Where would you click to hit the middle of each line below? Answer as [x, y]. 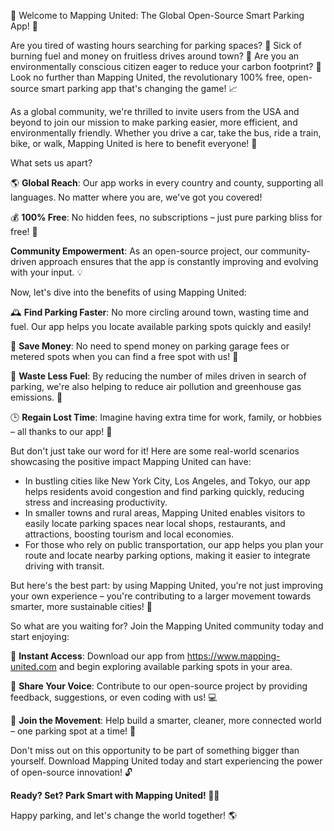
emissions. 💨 [36, 397]
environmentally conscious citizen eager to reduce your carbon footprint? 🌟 [166, 66]
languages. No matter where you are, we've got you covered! [136, 197]
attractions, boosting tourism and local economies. [129, 534]
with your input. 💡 [46, 272]
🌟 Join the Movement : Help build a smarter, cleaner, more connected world [166, 720]
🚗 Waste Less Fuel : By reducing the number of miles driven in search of [158, 376]
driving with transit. [64, 566]
